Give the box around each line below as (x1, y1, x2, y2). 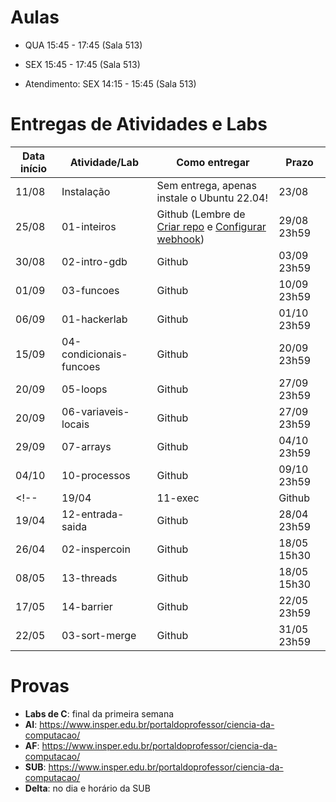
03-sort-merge (61, 628, 137, 642)
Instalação (61, 184, 111, 198)
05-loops (61, 382, 108, 396)
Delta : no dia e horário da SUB (24, 782, 151, 794)
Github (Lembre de (156, 207, 246, 221)
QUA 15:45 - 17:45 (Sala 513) (24, 39, 143, 51)
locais (61, 417, 90, 431)
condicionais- (61, 347, 128, 361)
